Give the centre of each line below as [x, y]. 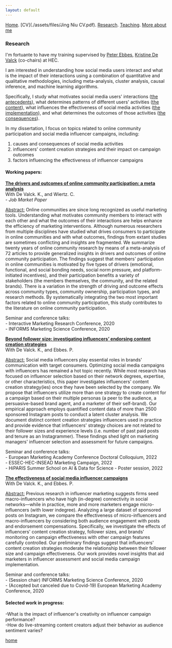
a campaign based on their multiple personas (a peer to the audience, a [81, 398]
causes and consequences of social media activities [68, 143]
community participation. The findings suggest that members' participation [85, 259]
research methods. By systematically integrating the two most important [82, 297]
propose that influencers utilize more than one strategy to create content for [86, 393]
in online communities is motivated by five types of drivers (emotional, [80, 264]
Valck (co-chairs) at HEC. [32, 60]
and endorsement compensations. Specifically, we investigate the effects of [85, 526]
